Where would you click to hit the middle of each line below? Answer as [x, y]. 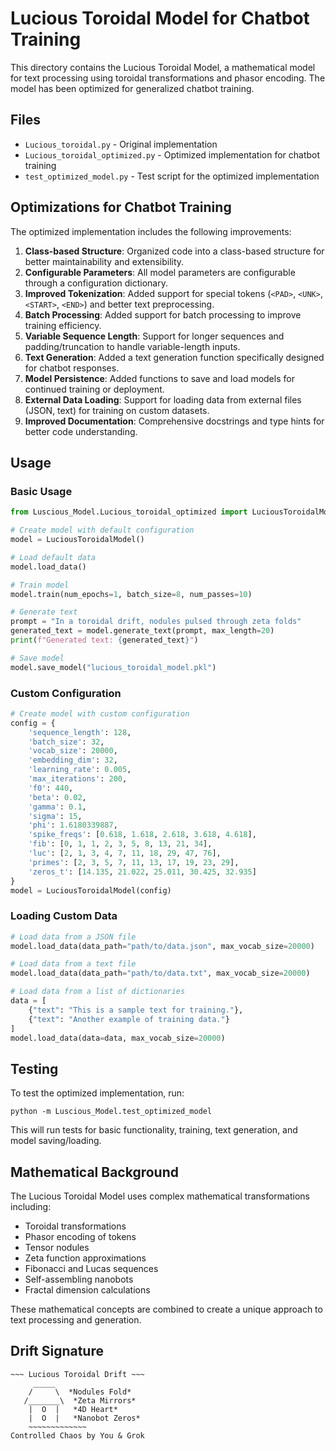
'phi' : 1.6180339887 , [73, 825]
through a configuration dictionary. [96, 283]
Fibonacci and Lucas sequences [91, 1269]
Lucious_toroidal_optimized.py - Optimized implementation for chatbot [172, 154]
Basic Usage [41, 491]
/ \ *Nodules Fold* [80, 1392]
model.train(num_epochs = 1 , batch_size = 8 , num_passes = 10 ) [131, 594]
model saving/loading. [56, 1141]
